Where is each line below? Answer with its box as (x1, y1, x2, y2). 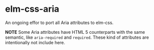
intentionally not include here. (5, 39, 65, 45)
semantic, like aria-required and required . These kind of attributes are (5, 34, 149, 40)
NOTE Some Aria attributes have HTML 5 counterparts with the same (5, 29, 145, 35)
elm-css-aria (5, 3, 60, 15)
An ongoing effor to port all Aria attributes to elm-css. (5, 20, 114, 25)
